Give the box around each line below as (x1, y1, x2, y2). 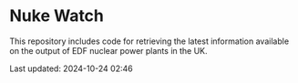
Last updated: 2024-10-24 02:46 (9, 63, 134, 74)
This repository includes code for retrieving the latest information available (9, 36, 290, 47)
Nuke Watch (9, 5, 105, 26)
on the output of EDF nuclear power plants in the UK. (9, 45, 208, 56)
